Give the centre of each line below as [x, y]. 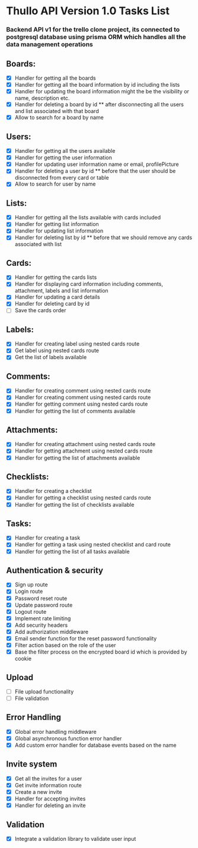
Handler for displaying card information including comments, [89, 284]
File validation [32, 698]
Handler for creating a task [47, 538]
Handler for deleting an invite [50, 805]
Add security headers [41, 625]
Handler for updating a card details [57, 297]
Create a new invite [38, 792]
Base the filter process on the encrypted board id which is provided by [101, 652]
